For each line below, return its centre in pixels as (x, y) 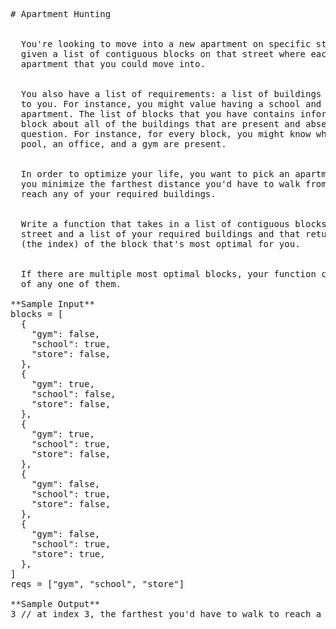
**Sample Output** (55, 604)
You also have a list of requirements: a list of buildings (171, 94)
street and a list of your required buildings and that (160, 234)
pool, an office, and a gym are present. (123, 144)
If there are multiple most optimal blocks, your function (168, 274)
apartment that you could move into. (113, 64)
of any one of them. (71, 284)
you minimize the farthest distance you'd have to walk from (173, 184)
